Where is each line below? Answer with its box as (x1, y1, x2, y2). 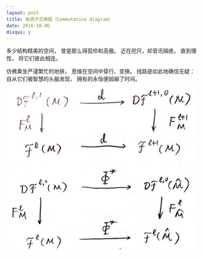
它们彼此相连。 (23, 55, 61, 62)
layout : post (6, 10, 39, 16)
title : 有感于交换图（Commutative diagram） (6, 16, 113, 22)
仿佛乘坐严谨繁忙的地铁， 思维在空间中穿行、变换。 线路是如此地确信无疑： (6, 67, 195, 75)
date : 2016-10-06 (6, 22, 50, 29)
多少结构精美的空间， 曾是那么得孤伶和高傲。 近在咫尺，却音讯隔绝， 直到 (6, 47, 191, 55)
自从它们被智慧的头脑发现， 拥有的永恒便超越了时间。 (6, 75, 141, 83)
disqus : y (6, 29, 32, 35)
